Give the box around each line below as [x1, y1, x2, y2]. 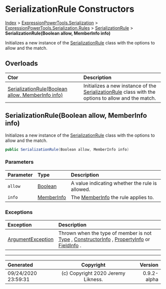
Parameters [5, 159, 34, 166]
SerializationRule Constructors [5, 3, 134, 15]
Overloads [5, 59, 38, 68]
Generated [7, 261, 33, 268]
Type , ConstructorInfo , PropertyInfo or [58, 236, 150, 243]
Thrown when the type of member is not [58, 230, 152, 237]
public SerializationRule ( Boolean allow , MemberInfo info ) [5, 147, 129, 152]
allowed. [71, 186, 90, 193]
